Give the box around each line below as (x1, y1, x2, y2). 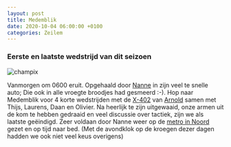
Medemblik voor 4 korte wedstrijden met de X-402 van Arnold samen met (7, 95, 217, 104)
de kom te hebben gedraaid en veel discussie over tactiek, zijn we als (7, 110, 204, 118)
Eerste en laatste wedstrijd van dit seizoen (7, 52, 152, 62)
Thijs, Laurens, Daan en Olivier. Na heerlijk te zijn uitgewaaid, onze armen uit (7, 102, 224, 111)
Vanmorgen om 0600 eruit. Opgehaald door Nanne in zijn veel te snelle (7, 80, 208, 89)
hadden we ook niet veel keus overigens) (7, 132, 124, 140)
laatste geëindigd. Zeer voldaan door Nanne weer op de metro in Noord (7, 117, 210, 126)
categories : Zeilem (7, 29, 63, 36)
